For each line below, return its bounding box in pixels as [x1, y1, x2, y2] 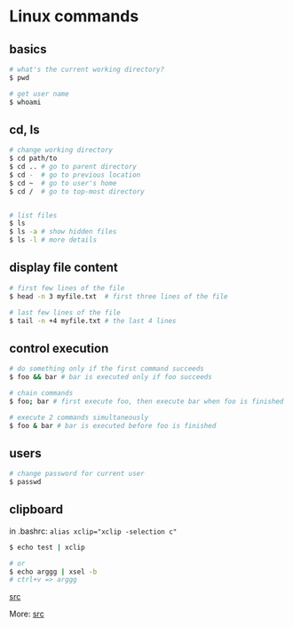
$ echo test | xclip [9, 543, 86, 552]
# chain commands [9, 388, 74, 397]
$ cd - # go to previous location [9, 171, 141, 179]
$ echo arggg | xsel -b [9, 567, 98, 576]
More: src [9, 608, 44, 619]
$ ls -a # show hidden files [9, 227, 117, 236]
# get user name [9, 89, 69, 99]
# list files [9, 210, 58, 219]
